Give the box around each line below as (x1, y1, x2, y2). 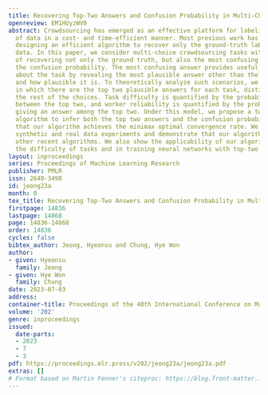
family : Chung (15, 278, 62, 287)
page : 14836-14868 (8, 219, 69, 227)
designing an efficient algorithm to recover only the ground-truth (15, 41, 248, 49)
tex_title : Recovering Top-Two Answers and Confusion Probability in (8, 197, 245, 205)
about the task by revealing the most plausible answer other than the (15, 71, 259, 79)
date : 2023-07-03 (8, 286, 66, 294)
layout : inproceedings (8, 152, 84, 160)
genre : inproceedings (8, 315, 81, 323)
